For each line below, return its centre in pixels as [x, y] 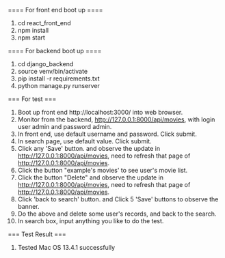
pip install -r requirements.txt [58, 78]
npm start [31, 38]
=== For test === [32, 99]
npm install [33, 30]
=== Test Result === [37, 234]
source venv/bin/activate [53, 71]
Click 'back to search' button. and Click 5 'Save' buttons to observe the [118, 199]
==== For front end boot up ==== [55, 10]
